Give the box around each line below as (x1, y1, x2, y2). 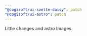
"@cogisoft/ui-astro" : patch (5, 12, 66, 17)
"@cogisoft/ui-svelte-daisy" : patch (5, 7, 82, 12)
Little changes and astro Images (5, 25, 72, 31)
